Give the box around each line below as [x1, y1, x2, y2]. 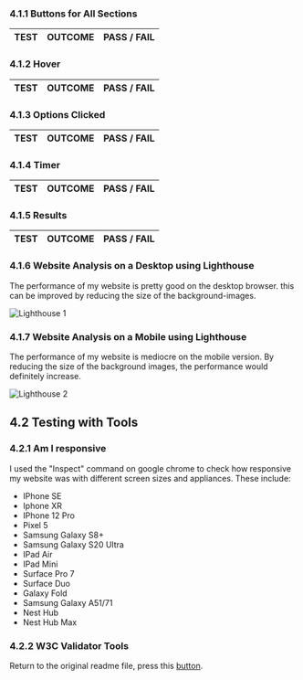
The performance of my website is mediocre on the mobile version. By [9, 351, 275, 363]
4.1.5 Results [9, 209, 68, 222]
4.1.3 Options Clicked [9, 108, 106, 121]
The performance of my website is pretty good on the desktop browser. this [9, 280, 295, 291]
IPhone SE [22, 490, 62, 501]
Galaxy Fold [22, 588, 68, 599]
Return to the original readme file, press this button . [9, 661, 204, 672]
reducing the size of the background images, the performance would [9, 361, 268, 372]
